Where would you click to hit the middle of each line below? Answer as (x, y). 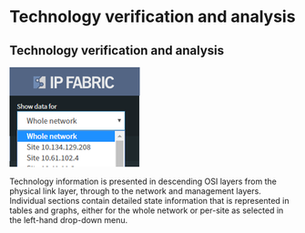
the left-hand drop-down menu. (69, 220)
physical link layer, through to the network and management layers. (135, 191)
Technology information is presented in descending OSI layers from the (143, 181)
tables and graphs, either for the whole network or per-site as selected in (147, 210)
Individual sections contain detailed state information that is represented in (149, 201)
